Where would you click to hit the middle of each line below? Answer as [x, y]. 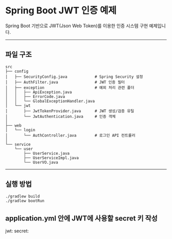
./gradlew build [23, 196]
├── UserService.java [47, 153]
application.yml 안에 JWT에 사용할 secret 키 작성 [81, 218]
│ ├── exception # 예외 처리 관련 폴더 [70, 88]
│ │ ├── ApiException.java [39, 92]
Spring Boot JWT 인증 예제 [61, 11]
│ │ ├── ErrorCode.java [35, 96]
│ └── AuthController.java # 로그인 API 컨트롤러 [70, 135]
